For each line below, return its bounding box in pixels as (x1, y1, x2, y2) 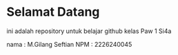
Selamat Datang (6, 4, 100, 20)
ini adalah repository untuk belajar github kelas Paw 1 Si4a (6, 27, 172, 35)
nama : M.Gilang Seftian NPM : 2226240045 (6, 40, 132, 48)
